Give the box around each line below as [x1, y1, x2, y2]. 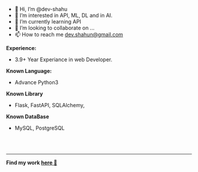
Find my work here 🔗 [6, 159, 58, 166]
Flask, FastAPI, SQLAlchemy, [14, 102, 85, 108]
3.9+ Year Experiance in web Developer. [14, 56, 113, 63]
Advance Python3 [14, 79, 59, 85]
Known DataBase [6, 113, 49, 120]
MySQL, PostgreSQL [14, 124, 65, 131]
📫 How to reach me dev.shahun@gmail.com [14, 31, 124, 38]
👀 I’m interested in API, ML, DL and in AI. [14, 12, 113, 19]
